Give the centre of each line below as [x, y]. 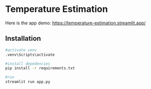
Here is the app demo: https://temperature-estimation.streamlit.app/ [75, 23]
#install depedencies [28, 64]
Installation [23, 39]
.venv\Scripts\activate [30, 55]
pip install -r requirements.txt [40, 68]
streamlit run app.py [28, 82]
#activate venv [21, 50]
